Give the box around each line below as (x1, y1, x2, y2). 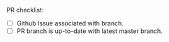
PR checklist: (6, 6, 44, 14)
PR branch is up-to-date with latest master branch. (16, 27, 163, 35)
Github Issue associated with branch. (16, 19, 124, 27)
